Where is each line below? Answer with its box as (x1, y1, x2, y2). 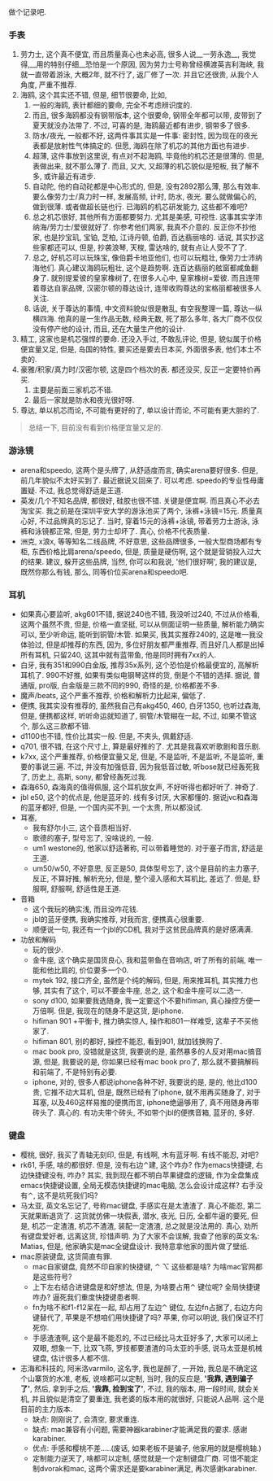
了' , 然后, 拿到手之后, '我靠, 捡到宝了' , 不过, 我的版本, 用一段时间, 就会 (19, 1384, 253, 1394)
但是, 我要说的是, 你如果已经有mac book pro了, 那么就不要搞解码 (43, 1056, 259, 1066)
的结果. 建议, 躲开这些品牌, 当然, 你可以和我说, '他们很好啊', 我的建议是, (19, 557, 258, 566)
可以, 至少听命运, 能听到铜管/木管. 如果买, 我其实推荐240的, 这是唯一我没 (19, 629, 263, 639)
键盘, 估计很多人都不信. (32, 1353, 110, 1363)
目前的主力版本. (19, 1405, 73, 1414)
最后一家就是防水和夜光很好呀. (32, 395, 135, 405)
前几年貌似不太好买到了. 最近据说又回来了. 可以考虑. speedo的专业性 (19, 475, 250, 485)
